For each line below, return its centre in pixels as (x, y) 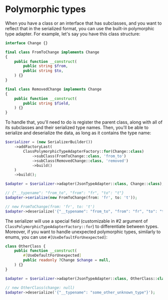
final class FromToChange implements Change (52, 52)
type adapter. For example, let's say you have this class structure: (73, 34)
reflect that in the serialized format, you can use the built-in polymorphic (80, 28)
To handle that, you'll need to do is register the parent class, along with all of (84, 122)
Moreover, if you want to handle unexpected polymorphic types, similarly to (83, 232)
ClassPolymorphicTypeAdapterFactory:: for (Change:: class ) (83, 151)
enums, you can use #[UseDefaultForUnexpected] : (56, 237)
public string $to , (43, 71)
